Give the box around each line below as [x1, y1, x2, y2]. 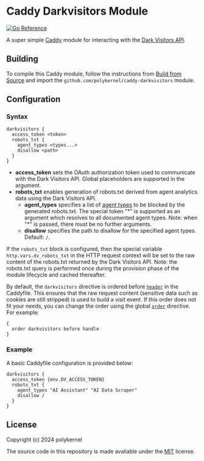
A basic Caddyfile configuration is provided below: [6, 359, 133, 367]
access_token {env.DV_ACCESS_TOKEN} [12, 376, 105, 382]
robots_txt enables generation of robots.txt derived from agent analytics [15, 188, 198, 195]
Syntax [6, 113, 28, 121]
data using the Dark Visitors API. [15, 195, 97, 202]
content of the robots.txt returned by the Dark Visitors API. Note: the [6, 258, 178, 266]
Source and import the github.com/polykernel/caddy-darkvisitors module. [6, 76, 195, 83]
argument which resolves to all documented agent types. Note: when [24, 214, 198, 222]
